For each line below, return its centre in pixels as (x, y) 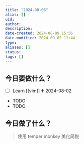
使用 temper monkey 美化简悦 (48, 136)
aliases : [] (18, 47)
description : (19, 29)
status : (13, 52)
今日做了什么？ (28, 123)
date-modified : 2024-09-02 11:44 (40, 38)
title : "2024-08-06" (27, 10)
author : (13, 24)
